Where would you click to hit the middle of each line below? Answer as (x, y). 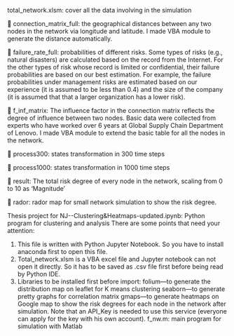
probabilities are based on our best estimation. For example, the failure (109, 74)
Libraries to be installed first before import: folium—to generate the (114, 281)
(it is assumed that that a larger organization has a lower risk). (96, 97)
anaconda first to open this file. (62, 251)
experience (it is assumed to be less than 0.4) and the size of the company (115, 89)
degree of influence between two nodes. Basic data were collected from (111, 118)
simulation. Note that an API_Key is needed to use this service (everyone (122, 311)
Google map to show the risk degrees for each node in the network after (122, 304)
